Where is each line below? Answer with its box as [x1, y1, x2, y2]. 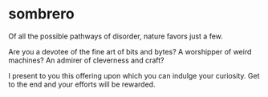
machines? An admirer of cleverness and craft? [8, 55, 164, 65]
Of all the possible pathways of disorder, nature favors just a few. [8, 31, 223, 41]
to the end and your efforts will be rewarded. [8, 79, 156, 89]
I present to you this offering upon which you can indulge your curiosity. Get [8, 71, 260, 80]
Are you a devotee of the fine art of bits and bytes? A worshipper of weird [8, 46, 252, 56]
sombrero [8, 5, 75, 23]
